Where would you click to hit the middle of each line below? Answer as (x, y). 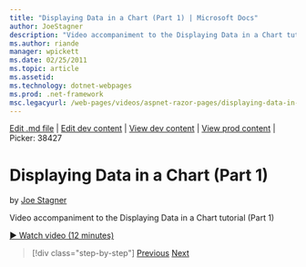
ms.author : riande (44, 43)
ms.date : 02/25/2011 (49, 60)
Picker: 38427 (36, 139)
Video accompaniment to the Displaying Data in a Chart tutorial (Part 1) (142, 218)
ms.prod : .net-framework (56, 94)
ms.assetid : (32, 77)
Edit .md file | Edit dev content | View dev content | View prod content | (143, 128)
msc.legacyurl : (38, 103)
